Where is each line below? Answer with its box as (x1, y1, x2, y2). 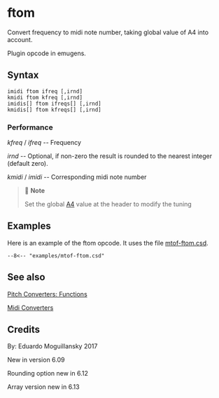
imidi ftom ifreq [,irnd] (7, 87, 83, 95)
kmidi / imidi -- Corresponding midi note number (7, 173, 147, 181)
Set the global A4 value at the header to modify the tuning (24, 200, 192, 208)
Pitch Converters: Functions (7, 290, 87, 298)
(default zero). (7, 159, 49, 168)
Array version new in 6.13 (7, 383, 80, 391)
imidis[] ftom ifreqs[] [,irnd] (7, 100, 101, 107)
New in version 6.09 (7, 355, 65, 364)
